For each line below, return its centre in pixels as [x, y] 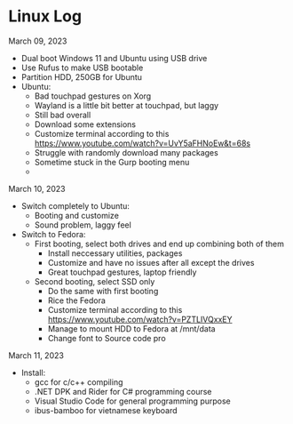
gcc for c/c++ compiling [79, 382]
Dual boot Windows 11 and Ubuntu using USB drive [114, 58]
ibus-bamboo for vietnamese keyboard [106, 410]
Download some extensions [85, 124]
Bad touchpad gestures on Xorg [93, 96]
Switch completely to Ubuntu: [75, 205]
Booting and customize [76, 215]
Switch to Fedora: [53, 234]
